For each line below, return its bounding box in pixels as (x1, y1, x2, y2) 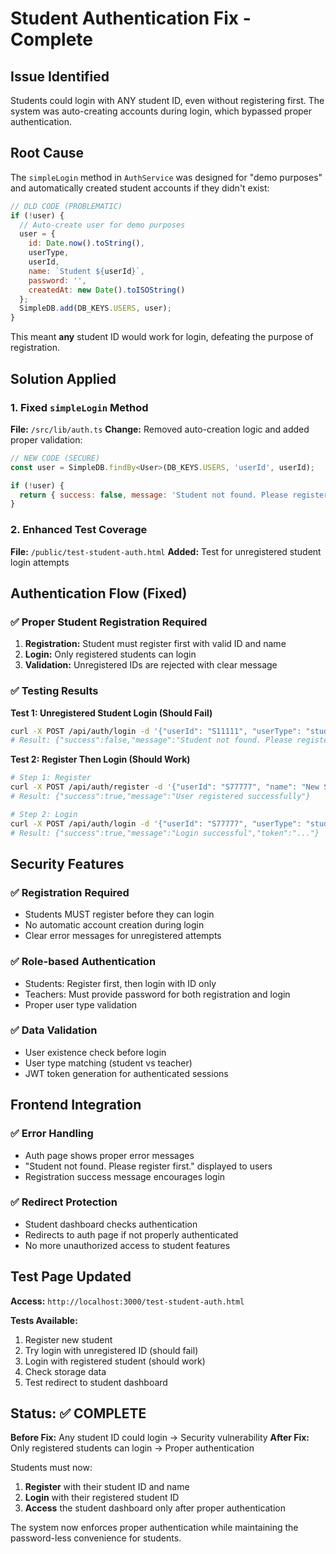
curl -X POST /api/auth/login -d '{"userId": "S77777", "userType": (10, 818, 302, 829)
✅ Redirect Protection (10, 1195, 118, 1209)
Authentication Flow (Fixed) (10, 585, 188, 602)
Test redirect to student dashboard (24, 1376, 168, 1388)
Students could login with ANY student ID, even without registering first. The (10, 95, 325, 106)
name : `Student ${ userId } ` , (28, 266, 145, 276)
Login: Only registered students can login (24, 648, 197, 661)
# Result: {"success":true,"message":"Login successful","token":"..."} (10, 828, 320, 838)
